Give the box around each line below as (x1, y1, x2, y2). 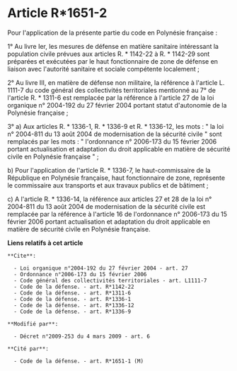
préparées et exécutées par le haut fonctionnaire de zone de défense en (7, 57, 218, 65)
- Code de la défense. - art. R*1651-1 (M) (13, 358, 144, 365)
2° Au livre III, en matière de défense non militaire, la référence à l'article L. (7, 78, 225, 86)
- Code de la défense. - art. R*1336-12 (13, 302, 134, 309)
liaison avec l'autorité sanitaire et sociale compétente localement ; (7, 64, 200, 73)
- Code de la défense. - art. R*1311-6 (13, 289, 132, 297)
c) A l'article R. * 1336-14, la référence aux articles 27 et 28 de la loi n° (7, 195, 212, 203)
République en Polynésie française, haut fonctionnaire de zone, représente (7, 173, 225, 182)
